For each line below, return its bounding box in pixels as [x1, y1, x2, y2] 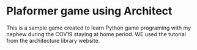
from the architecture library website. [6, 37, 100, 44]
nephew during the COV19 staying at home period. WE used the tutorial [6, 30, 187, 37]
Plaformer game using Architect [6, 4, 173, 18]
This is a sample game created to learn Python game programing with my [6, 24, 191, 31]
